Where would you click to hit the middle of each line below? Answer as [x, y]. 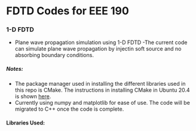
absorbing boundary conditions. [54, 55]
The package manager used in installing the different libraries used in [100, 84]
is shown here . [33, 96]
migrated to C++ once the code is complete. [69, 109]
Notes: [15, 69]
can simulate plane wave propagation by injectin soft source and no [98, 49]
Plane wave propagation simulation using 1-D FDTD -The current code [101, 42]
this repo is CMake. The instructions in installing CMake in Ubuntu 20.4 [102, 90]
